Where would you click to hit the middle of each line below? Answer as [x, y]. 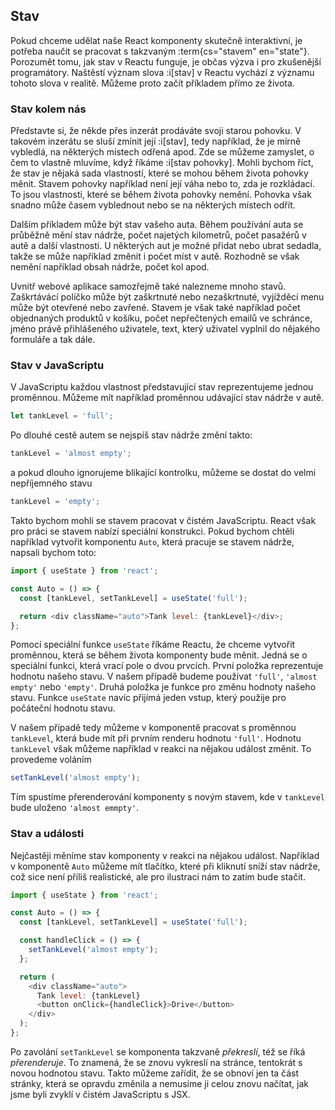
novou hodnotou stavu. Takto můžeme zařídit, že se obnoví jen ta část [155, 1073]
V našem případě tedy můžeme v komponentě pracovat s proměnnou [153, 728]
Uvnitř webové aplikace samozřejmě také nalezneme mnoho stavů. [148, 286]
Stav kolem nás [48, 109]
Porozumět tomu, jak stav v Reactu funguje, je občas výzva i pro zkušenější [166, 61]
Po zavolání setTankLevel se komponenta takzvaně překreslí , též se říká [158, 1051]
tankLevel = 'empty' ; [55, 502]
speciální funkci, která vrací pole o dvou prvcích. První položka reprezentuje [167, 666]
